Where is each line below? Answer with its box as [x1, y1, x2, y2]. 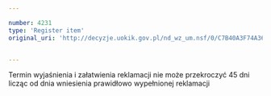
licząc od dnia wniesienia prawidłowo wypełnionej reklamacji [8, 78, 211, 89]
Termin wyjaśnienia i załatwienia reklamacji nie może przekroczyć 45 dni [8, 70, 250, 80]
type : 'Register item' [8, 26, 85, 35]
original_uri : [8, 34, 56, 42]
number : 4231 [8, 19, 52, 27]
